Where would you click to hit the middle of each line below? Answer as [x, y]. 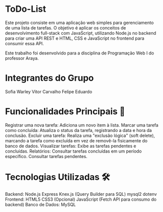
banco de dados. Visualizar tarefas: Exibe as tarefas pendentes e [70, 146]
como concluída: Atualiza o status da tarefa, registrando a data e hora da [79, 130]
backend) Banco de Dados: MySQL [40, 204]
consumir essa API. [24, 43]
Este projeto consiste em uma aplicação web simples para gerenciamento [80, 23]
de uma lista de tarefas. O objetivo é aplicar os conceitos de [66, 27]
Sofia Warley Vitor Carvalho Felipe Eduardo [49, 91]
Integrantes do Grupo [49, 78]
